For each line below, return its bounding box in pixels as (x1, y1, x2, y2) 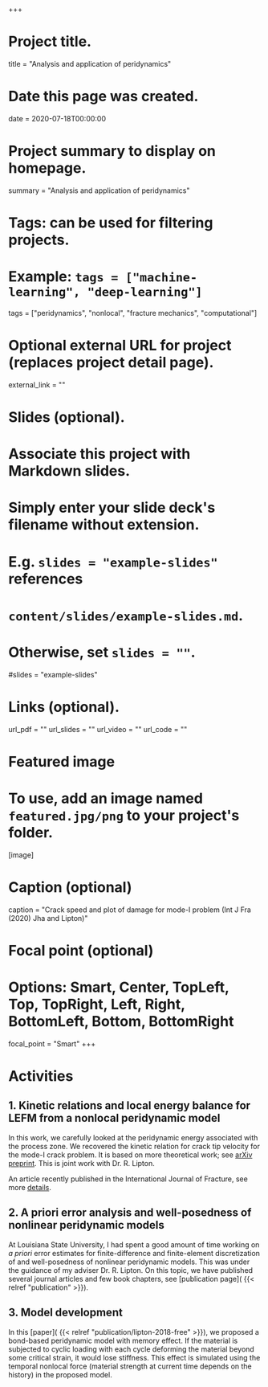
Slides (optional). (8, 408, 126, 427)
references (8, 570, 83, 587)
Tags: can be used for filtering (8, 214, 213, 231)
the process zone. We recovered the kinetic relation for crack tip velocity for (8, 1141, 261, 1151)
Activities (8, 1067, 74, 1086)
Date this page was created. (8, 88, 199, 105)
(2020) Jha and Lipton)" (8, 913, 88, 923)
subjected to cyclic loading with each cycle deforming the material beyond (8, 1344, 254, 1354)
